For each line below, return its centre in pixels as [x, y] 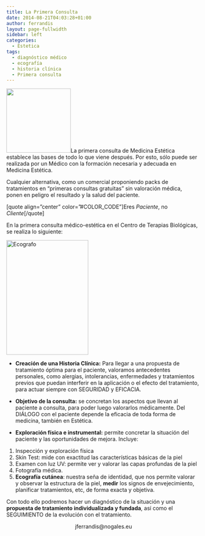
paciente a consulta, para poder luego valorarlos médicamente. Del [100, 408]
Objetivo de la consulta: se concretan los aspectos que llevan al [97, 402]
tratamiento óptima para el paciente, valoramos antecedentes [93, 370]
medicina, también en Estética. [54, 421]
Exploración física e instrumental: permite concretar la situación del [102, 433]
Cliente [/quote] [25, 213]
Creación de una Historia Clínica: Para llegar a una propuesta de [97, 364]
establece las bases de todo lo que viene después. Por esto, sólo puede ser [102, 157]
